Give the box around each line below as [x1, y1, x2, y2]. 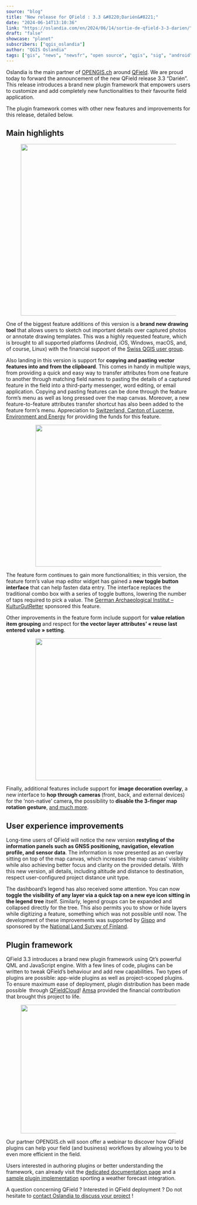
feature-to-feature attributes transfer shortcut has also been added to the [6, 400, 184, 408]
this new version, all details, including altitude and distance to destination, [6, 868, 185, 875]
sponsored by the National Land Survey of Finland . [6, 923, 129, 930]
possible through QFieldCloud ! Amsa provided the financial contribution [6, 987, 181, 994]
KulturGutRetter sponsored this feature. [6, 603, 101, 610]
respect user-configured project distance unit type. [6, 874, 130, 881]
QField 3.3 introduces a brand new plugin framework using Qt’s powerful [6, 956, 182, 963]
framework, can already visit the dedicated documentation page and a [6, 1169, 176, 1176]
